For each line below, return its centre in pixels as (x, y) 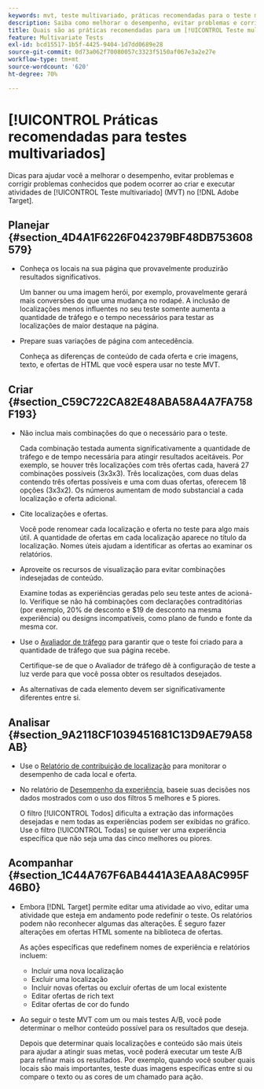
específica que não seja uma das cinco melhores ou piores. (115, 838)
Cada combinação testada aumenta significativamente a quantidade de (135, 448)
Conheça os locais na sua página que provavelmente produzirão (124, 269)
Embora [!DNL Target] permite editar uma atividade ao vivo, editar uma (134, 906)
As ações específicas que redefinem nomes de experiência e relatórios (134, 947)
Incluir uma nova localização (77, 971)
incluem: (33, 955)
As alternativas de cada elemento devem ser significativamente (122, 689)
